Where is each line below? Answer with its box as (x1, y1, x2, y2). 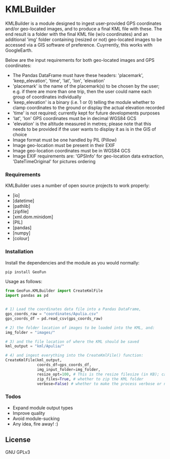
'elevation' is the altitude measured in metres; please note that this (12, 121, 152, 127)
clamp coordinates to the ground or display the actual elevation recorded (12, 104, 165, 110)
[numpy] (12, 230, 30, 236)
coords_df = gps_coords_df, (37, 362, 92, 368)
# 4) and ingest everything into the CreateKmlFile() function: (5, 353, 144, 358)
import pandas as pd (5, 293, 49, 298)
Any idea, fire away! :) (12, 420, 59, 427)
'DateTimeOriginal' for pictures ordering (12, 158, 96, 164)
